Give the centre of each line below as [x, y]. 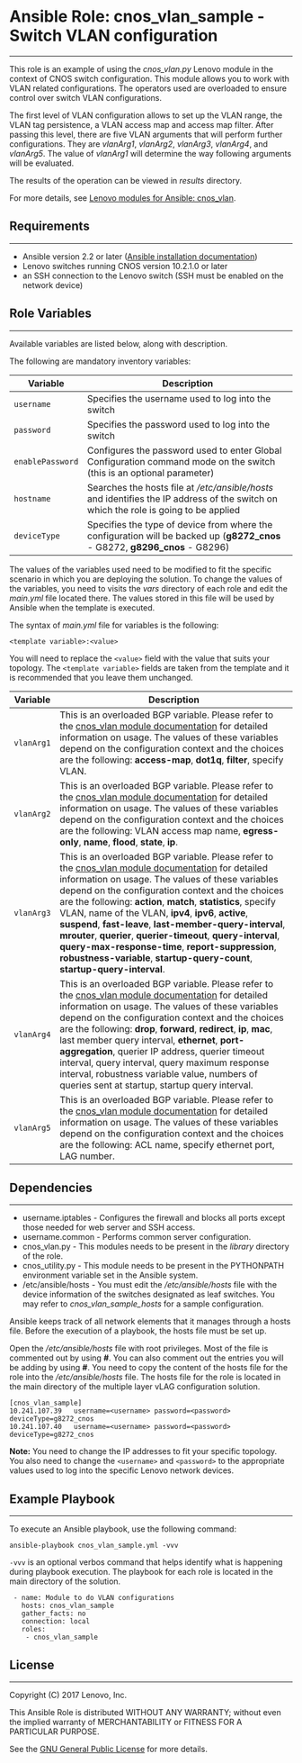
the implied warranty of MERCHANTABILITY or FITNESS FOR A [126, 1722]
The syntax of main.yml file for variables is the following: [114, 625]
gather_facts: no [54, 1614]
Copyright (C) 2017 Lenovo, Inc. [68, 1695]
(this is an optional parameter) [151, 473]
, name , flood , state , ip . [128, 842]
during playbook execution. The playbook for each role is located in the [142, 1572]
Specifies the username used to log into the [179, 398]
